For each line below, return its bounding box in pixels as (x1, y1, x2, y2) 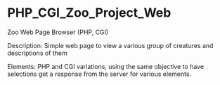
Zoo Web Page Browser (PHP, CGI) (7, 28, 109, 36)
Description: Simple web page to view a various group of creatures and (7, 41, 214, 49)
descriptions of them (7, 49, 68, 57)
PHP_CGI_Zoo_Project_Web (7, 5, 172, 21)
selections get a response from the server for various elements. (7, 70, 192, 78)
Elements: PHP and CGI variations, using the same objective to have (7, 62, 205, 70)
